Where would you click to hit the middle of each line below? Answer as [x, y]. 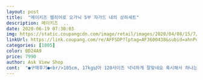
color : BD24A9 [24, 51]
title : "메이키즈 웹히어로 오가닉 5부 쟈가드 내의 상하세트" [73, 17]
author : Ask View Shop [35, 62]
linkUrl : [17, 40]
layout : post [23, 12]
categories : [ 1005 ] [31, 46]
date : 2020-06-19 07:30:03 [40, 29]
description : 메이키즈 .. [38, 23]
